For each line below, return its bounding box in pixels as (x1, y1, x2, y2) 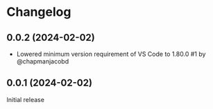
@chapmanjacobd (16, 57, 69, 66)
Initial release (6, 95, 44, 103)
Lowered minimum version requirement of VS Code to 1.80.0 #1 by (16, 50, 206, 58)
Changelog (6, 4, 71, 20)
